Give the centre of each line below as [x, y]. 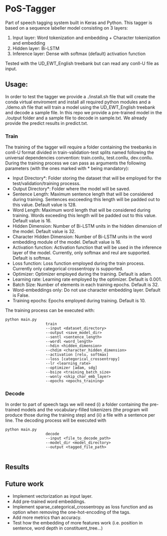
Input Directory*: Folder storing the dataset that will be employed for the [87, 178]
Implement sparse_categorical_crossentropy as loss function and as [83, 506]
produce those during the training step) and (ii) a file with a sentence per [80, 415]
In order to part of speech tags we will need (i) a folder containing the [77, 405]
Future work [25, 484]
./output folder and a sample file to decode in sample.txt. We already [76, 118]
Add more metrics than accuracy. [47, 517]
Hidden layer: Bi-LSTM [36, 48]
